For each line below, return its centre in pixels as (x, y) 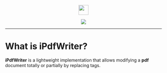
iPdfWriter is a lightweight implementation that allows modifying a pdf (77, 60)
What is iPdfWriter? (46, 46)
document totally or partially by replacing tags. (53, 65)
